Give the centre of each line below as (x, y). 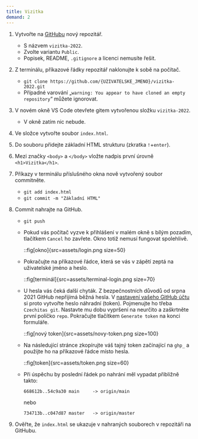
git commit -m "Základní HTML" (62, 198)
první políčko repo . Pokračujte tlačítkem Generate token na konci (102, 316)
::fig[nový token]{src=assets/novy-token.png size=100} (91, 333)
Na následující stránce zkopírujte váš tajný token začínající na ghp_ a (106, 345)
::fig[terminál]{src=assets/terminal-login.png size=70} (89, 279)
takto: (30, 380)
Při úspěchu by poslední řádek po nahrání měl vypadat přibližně (101, 374)
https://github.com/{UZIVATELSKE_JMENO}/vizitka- (112, 81)
